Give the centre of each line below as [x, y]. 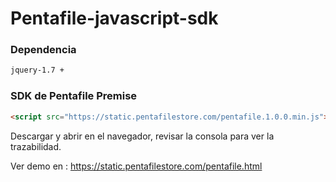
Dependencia [43, 50]
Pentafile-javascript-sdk [114, 18]
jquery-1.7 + [37, 70]
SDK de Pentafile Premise [74, 96]
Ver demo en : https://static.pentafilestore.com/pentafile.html [136, 166]
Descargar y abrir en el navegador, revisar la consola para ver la [142, 136]
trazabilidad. [36, 146]
